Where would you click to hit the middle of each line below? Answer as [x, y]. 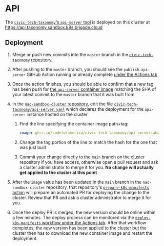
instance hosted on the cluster [57, 114]
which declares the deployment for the [105, 109]
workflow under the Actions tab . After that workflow [94, 222]
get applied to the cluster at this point [58, 172]
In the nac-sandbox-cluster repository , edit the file [62, 104]
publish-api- [137, 70]
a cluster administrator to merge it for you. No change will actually [86, 167]
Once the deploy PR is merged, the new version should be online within [84, 212]
